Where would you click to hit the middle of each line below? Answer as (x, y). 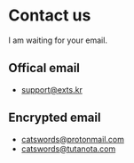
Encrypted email (55, 118)
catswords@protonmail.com (73, 139)
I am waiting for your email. (58, 40)
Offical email (44, 68)
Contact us (50, 16)
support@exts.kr (52, 89)
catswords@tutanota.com (68, 149)
